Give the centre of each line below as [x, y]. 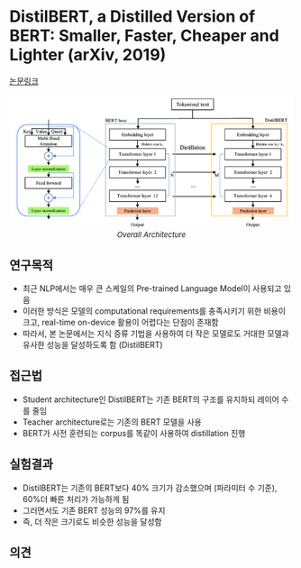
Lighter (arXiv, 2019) [88, 55]
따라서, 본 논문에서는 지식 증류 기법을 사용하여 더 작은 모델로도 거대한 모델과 [156, 333]
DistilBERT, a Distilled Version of [132, 17]
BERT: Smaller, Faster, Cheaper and [144, 36]
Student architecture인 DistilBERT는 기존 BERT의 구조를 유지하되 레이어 [150, 399]
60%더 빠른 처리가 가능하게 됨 [76, 499]
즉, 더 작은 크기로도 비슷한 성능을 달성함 [92, 521]
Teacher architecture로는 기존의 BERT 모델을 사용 [112, 422]
